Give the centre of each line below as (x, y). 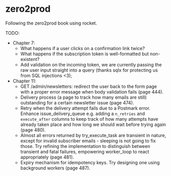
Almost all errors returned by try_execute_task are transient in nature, (93, 135)
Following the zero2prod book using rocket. (51, 23)
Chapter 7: (24, 43)
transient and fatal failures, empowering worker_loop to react (85, 151)
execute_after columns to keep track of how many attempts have (89, 119)
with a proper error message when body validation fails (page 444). (92, 92)
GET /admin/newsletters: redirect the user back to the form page (89, 86)
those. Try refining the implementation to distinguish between (85, 146)
